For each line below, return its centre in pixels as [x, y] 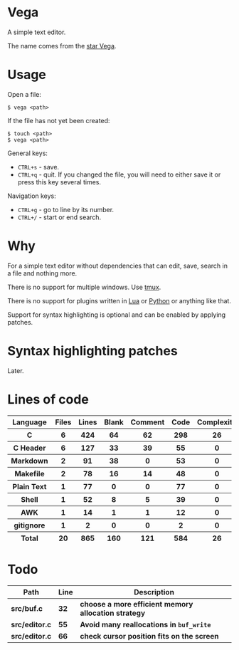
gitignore [30, 525]
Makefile [29, 473]
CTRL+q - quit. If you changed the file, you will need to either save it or [119, 174]
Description [154, 592]
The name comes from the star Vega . [62, 46]
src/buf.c [27, 608]
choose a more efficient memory [137, 604]
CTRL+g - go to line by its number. [66, 209]
